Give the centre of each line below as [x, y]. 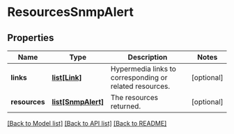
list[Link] [67, 77]
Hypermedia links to [143, 69]
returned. [126, 106]
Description [148, 57]
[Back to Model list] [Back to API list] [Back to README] [87, 123]
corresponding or [139, 77]
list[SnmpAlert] [78, 102]
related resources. [140, 86]
